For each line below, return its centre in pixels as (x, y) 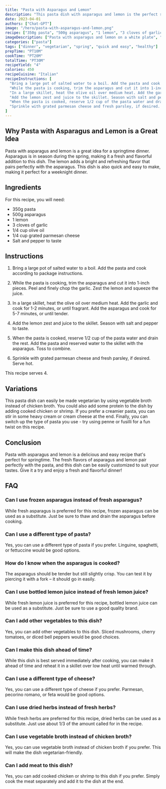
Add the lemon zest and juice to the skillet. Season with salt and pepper (85, 323)
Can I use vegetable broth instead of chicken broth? (68, 736)
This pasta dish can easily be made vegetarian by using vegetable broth (78, 401)
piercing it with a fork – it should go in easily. (50, 579)
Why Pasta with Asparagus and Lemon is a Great (82, 131)
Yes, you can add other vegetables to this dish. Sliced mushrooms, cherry (80, 631)
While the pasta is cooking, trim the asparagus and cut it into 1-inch (81, 283)
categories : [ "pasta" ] (28, 42)
